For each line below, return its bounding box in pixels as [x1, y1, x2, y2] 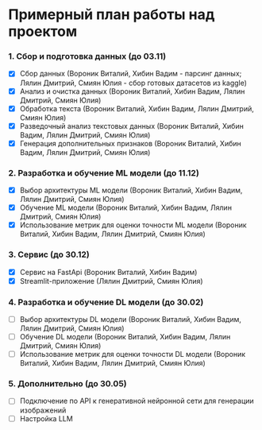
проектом [8, 22, 78, 41]
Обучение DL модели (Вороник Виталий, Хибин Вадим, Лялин [19, 332, 231, 342]
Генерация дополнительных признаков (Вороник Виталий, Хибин [19, 138, 242, 148]
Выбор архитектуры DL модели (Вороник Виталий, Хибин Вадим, [19, 315, 242, 323]
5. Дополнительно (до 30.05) [8, 378, 127, 389]
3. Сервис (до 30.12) [8, 249, 90, 260]
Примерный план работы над [8, 6, 215, 24]
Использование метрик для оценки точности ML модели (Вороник [19, 220, 248, 230]
